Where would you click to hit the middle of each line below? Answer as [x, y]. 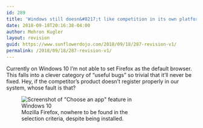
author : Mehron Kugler [35, 32]
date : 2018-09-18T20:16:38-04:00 [48, 25]
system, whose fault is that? [41, 88]
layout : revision [28, 38]
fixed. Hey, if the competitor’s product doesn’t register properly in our [93, 81]
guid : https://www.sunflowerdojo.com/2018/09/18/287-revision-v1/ [92, 44]
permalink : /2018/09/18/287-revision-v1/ [59, 51]
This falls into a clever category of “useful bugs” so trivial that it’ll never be [99, 75]
